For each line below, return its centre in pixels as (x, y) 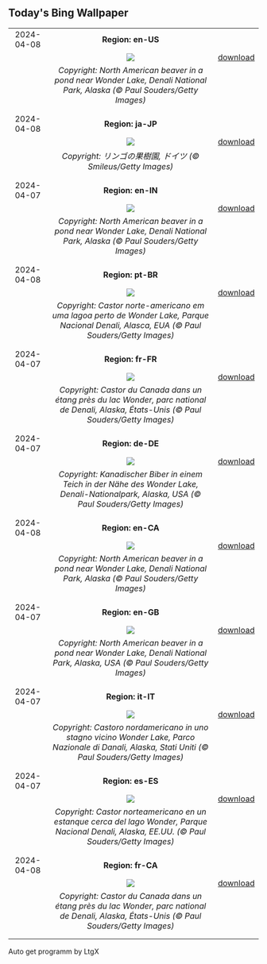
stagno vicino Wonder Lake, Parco (131, 737)
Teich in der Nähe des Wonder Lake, (130, 484)
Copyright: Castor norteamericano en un (130, 812)
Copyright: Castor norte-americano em (131, 305)
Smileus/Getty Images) (131, 166)
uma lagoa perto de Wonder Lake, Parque (130, 315)
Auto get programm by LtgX (54, 951)
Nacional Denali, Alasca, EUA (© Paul (131, 325)
